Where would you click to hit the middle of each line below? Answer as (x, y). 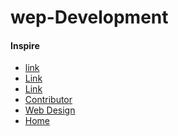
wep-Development (89, 17)
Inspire (25, 45)
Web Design (50, 110)
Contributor (48, 100)
